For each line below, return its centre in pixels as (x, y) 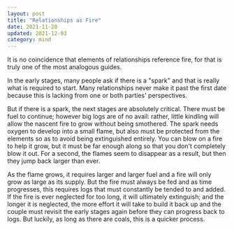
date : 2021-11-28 (32, 27)
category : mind (29, 40)
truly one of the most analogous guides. (65, 67)
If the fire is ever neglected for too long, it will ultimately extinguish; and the (116, 197)
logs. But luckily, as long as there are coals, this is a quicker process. (106, 219)
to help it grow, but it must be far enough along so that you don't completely (116, 146)
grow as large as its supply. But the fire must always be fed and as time (110, 182)
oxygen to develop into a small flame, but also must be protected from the (114, 131)
